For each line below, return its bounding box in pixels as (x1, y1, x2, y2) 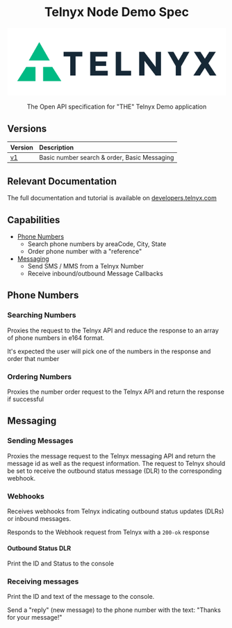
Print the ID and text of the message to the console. (7, 593, 155, 601)
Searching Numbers (7, 310, 76, 320)
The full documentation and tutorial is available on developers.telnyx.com (7, 194, 217, 202)
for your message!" (7, 613, 63, 622)
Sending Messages (7, 436, 74, 446)
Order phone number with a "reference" (27, 248, 142, 255)
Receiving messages (7, 577, 79, 586)
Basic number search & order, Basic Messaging (39, 153, 174, 161)
